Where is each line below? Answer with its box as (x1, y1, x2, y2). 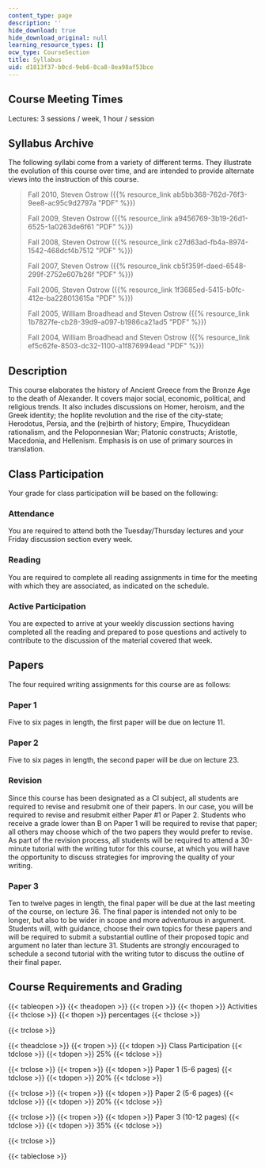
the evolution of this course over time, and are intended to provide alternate (8, 166, 255, 175)
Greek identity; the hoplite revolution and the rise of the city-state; (8, 410, 224, 421)
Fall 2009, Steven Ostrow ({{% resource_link (27, 213, 173, 223)
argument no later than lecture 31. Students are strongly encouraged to (8, 940, 240, 950)
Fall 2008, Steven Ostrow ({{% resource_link (27, 237, 173, 247)
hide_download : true (8, 26, 77, 34)
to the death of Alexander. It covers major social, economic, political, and (8, 394, 246, 403)
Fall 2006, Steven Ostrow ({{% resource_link (27, 285, 172, 294)
